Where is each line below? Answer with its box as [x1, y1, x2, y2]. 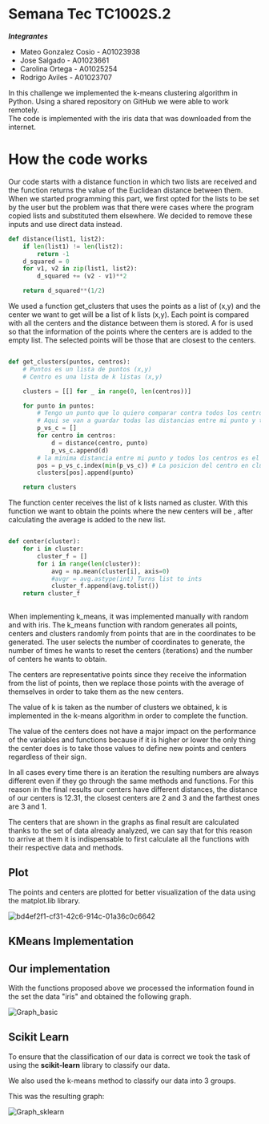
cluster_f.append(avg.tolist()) [50, 582, 159, 590]
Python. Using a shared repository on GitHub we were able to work [8, 96, 230, 106]
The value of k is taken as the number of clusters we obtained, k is [8, 703, 228, 712]
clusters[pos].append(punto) [37, 469, 134, 477]
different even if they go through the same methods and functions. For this [8, 776, 255, 785]
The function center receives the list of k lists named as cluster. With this [8, 498, 248, 508]
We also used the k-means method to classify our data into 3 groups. [8, 1076, 236, 1085]
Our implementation [8, 962, 110, 976]
